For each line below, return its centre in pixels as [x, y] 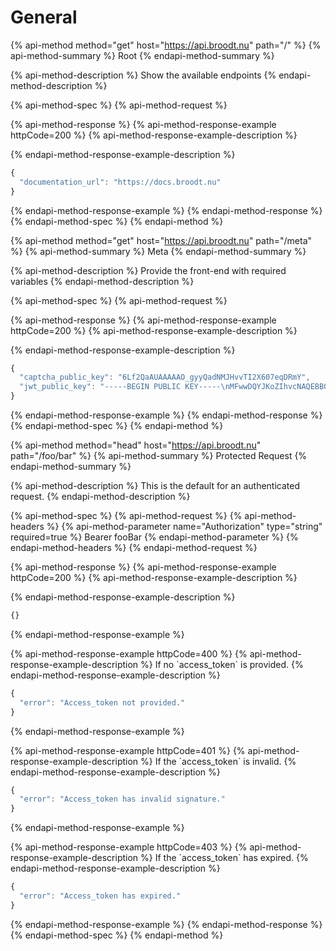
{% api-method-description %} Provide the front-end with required [148, 270]
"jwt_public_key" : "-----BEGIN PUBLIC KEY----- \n [124, 387]
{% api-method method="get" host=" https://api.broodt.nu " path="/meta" [161, 240]
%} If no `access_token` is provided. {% [222, 664]
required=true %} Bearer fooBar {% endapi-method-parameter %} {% [154, 537]
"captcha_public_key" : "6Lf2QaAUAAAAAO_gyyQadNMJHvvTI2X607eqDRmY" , [165, 377]
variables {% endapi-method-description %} [102, 281]
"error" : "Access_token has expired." [100, 896]
